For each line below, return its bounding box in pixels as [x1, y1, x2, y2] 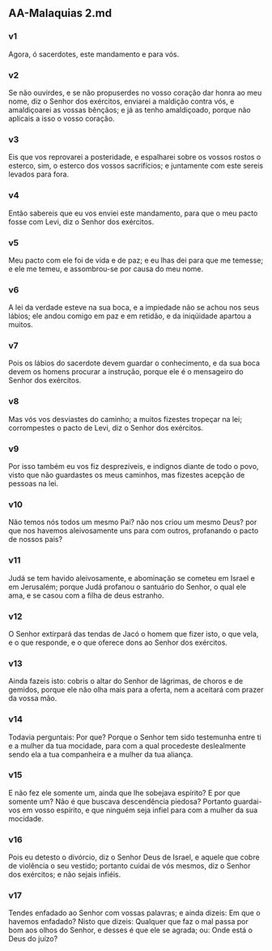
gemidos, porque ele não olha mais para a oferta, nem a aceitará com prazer [8, 684, 264, 695]
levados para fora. [8, 169, 70, 179]
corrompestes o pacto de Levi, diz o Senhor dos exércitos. [8, 423, 204, 433]
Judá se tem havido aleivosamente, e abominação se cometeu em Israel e [8, 573, 255, 582]
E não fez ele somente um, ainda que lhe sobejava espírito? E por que [8, 787, 240, 797]
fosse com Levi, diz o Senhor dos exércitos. [8, 216, 155, 226]
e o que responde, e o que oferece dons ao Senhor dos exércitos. [8, 638, 228, 647]
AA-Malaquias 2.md [8, 6, 112, 20]
